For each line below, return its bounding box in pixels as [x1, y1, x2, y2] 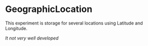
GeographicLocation [5, 3, 93, 15]
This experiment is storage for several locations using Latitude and [5, 20, 143, 26]
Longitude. [5, 25, 28, 31]
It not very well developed [5, 35, 59, 41]
